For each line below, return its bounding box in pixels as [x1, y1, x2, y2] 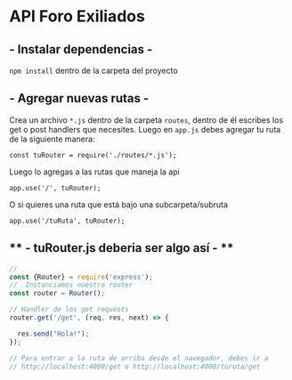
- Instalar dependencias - [9, 42, 153, 57]
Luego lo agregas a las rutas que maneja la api [9, 166, 180, 177]
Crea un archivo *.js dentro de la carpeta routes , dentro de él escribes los [9, 114, 284, 125]
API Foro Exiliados [9, 6, 145, 27]
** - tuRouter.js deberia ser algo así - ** [9, 240, 234, 255]
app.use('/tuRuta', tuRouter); [9, 216, 126, 225]
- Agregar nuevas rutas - [9, 91, 150, 106]
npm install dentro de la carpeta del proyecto [9, 65, 178, 76]
